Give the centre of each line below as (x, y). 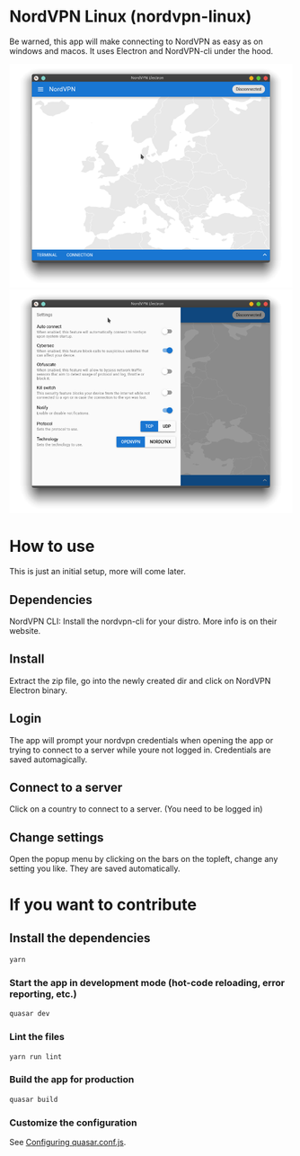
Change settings (57, 837)
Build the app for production (72, 1080)
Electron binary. (39, 690)
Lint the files (37, 1037)
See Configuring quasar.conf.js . (68, 1142)
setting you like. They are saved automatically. (95, 868)
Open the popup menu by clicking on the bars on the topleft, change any (144, 859)
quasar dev (30, 1014)
